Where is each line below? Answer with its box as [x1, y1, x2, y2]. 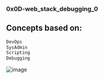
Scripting [6, 50, 31, 56]
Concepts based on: [6, 23, 82, 33]
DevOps [6, 39, 22, 45]
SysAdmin [6, 44, 28, 50]
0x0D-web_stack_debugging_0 [6, 5, 99, 13]
